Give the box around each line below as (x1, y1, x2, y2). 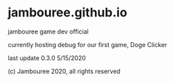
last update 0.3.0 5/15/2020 (8, 53, 87, 62)
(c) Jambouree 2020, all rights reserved (8, 67, 121, 75)
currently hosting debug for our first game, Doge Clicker (8, 40, 167, 49)
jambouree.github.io (8, 5, 128, 20)
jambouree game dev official (8, 27, 89, 36)
